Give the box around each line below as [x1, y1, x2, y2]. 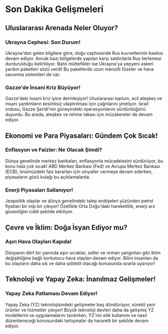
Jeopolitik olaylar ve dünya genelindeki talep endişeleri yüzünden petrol [5, 198, 154, 204]
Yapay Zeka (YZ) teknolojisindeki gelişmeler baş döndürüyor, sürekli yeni [5, 301, 155, 307]
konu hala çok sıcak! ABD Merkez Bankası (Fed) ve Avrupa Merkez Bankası [5, 163, 160, 169]
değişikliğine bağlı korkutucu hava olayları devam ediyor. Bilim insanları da [5, 255, 158, 261]
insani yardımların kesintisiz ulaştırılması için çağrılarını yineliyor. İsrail [5, 101, 149, 107]
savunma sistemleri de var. [5, 71, 61, 77]
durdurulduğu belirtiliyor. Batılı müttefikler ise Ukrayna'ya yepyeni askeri [5, 60, 154, 66]
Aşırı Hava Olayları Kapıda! [5, 238, 72, 245]
